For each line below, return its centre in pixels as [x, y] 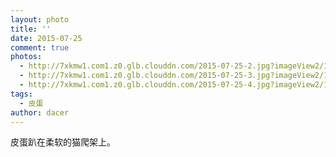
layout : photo [40, 19]
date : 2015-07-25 [46, 38]
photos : [26, 57]
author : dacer [40, 112]
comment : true [40, 47]
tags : [21, 94]
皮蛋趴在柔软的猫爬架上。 [63, 142]
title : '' [31, 29]
